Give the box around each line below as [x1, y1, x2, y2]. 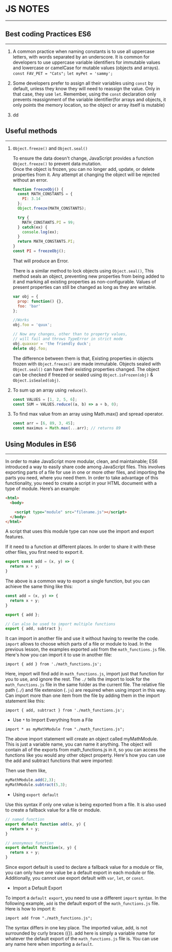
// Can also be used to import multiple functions [5, 621, 116, 627]
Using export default [12, 791, 59, 798]
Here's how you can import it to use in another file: [5, 652, 112, 658]
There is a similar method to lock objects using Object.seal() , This [12, 267, 154, 274]
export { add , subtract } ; [5, 626, 63, 631]
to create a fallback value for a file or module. [5, 807, 101, 813]
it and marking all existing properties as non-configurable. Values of [12, 278, 156, 285]
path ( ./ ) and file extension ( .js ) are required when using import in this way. [5, 687, 166, 693]
